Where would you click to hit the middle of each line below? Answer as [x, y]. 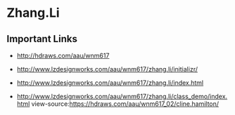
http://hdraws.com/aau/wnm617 [63, 55]
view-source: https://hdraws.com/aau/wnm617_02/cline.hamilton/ [125, 104]
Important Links [42, 39]
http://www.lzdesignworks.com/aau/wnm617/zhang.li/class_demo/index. [122, 96]
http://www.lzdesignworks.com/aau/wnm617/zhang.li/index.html [110, 83]
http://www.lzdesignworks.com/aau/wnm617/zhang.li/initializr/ [107, 69]
